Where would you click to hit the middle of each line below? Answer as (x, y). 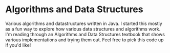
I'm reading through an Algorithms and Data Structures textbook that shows (85, 34)
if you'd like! (18, 45)
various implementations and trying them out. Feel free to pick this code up (84, 40)
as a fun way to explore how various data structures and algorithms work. (83, 29)
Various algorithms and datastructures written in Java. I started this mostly (84, 23)
